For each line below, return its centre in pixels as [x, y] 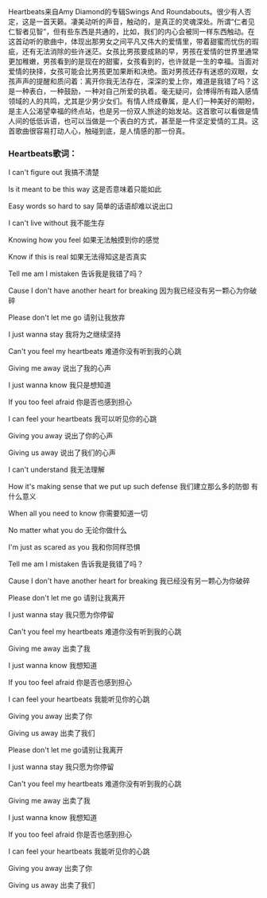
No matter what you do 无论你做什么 [68, 531]
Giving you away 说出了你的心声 [61, 436]
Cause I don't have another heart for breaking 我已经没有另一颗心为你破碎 [129, 581]
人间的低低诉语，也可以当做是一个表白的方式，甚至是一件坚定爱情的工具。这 [133, 121]
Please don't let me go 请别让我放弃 [67, 317]
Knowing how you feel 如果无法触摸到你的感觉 [84, 240]
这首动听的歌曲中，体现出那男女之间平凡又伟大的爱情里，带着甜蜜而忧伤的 [130, 41]
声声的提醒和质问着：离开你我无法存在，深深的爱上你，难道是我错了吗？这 [137, 81]
